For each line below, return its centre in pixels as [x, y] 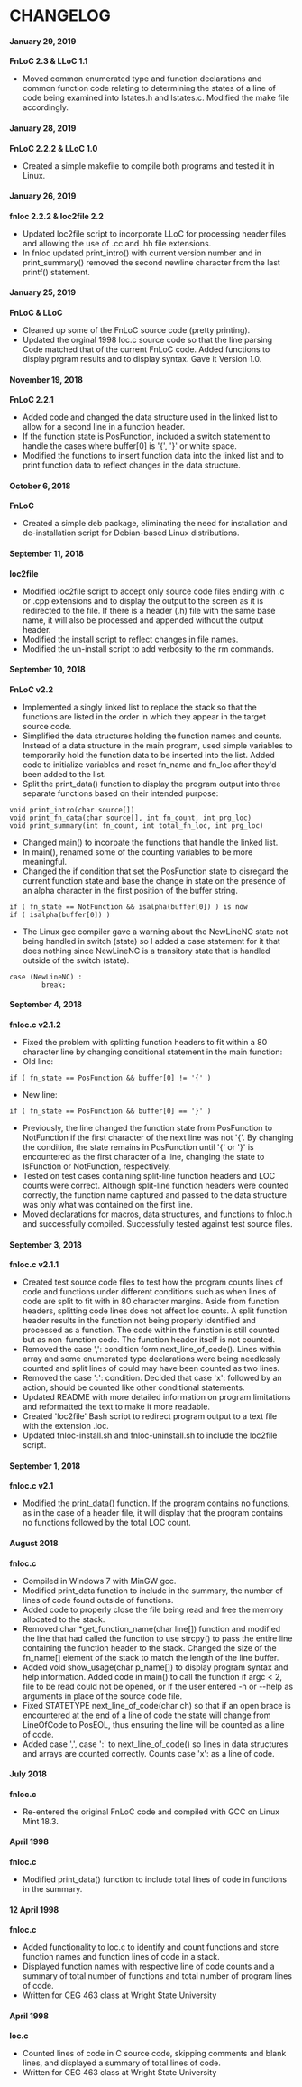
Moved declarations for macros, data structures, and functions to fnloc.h [157, 1214]
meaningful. [45, 861]
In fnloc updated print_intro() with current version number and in [142, 253]
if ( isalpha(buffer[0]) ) [60, 914]
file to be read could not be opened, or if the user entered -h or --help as [158, 1686]
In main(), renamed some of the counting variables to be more [137, 852]
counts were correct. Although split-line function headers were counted [156, 1186]
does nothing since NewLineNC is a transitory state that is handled [146, 951]
